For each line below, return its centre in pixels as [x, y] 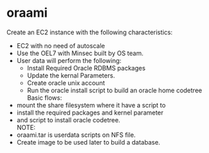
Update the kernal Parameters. [71, 75]
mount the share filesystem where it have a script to [91, 105]
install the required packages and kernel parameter [90, 112]
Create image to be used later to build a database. [88, 142]
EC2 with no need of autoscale [61, 45]
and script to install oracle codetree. [68, 119]
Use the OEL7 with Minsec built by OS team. [80, 53]
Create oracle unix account [66, 82]
